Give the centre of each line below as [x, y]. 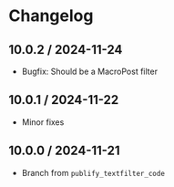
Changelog [51, 16]
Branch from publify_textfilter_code [93, 172]
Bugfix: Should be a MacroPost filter [90, 71]
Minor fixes [43, 122]
